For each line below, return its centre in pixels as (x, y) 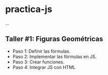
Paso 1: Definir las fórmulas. (41, 51)
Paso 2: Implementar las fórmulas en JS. (55, 56)
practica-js (29, 9)
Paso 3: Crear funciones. (38, 62)
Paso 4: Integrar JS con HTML (44, 67)
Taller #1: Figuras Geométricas (54, 39)
